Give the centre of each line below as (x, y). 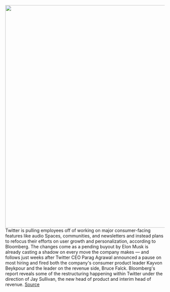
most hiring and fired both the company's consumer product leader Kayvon (84, 263)
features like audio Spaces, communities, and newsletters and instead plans (84, 236)
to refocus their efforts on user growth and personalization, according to (80, 241)
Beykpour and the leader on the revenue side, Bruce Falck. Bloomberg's (80, 268)
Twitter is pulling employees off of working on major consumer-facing (78, 230)
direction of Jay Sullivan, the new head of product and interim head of (78, 279)
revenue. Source (23, 284)
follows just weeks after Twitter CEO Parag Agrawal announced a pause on (83, 257)
